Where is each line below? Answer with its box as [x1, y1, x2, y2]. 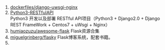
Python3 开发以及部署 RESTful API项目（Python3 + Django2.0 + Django [10, 15, 160, 21]
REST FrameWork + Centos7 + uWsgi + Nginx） [10, 22, 111, 27]
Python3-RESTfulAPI [10, 9, 54, 15]
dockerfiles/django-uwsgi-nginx [10, 4, 78, 10]
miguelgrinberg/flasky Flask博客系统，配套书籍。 [10, 34, 113, 40]
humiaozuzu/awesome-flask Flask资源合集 [10, 28, 100, 34]
